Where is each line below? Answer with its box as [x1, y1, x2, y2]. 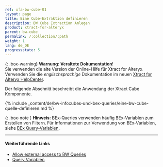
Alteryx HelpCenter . [5, 76, 45, 82]
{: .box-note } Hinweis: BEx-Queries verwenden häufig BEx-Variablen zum [5, 115, 154, 121]
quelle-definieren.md [5, 105, 47, 111]
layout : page [5, 12, 32, 16]
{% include [5, 100, 27, 106]
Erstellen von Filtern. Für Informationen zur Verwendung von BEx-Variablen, [5, 120, 156, 126]
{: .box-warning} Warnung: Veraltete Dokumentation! [5, 61, 114, 67]
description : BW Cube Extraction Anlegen [5, 20, 90, 26]
